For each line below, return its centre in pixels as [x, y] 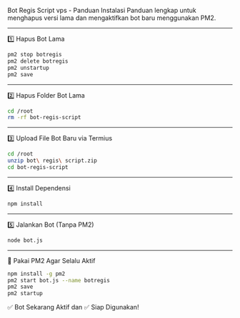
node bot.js [25, 240]
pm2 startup [25, 294]
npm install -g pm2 [36, 274]
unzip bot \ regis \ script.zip [52, 161]
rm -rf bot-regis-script [44, 118]
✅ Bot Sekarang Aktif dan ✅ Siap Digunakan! [73, 307]
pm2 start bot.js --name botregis [59, 280]
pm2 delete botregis [38, 61]
